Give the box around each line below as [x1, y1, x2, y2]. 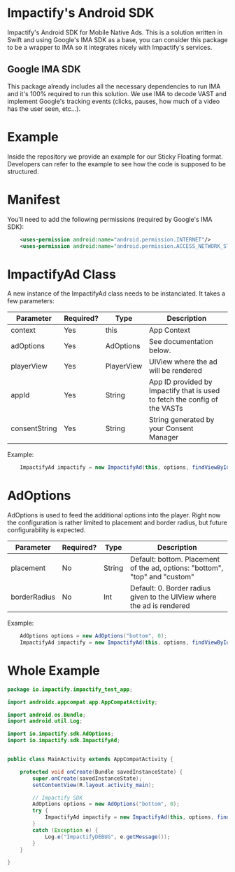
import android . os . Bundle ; [7, 711, 86, 718]
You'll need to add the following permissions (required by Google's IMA [7, 215, 213, 223]
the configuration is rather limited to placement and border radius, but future [7, 518, 227, 527]
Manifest [7, 192, 61, 208]
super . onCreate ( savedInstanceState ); [32, 774, 142, 782]
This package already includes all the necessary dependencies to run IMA [7, 82, 221, 91]
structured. [7, 167, 40, 176]
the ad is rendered [130, 601, 190, 611]
